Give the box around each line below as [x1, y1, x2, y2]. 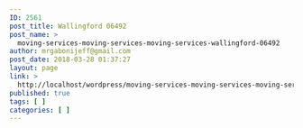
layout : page [9, 64, 59, 73]
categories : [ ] [9, 105, 70, 114]
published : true [9, 88, 70, 97]
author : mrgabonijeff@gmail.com [9, 47, 131, 56]
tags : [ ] [9, 96, 47, 106]
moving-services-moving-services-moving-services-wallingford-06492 [17, 38, 280, 48]
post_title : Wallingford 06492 [9, 22, 127, 31]
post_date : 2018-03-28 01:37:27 [9, 55, 131, 64]
